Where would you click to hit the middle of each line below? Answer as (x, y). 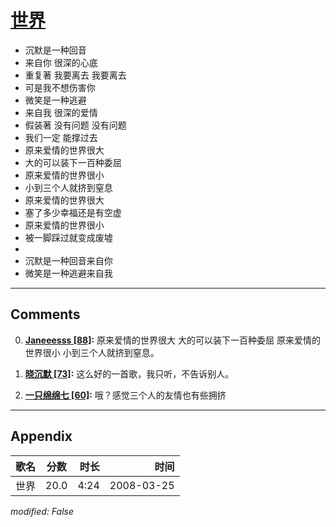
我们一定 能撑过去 (61, 137)
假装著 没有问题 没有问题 (75, 125)
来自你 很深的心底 (61, 62)
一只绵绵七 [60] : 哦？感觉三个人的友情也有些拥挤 (125, 395)
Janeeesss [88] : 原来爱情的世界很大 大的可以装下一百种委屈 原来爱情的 (172, 340)
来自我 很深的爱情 (61, 112)
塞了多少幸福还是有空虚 (73, 212)
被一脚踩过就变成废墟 (68, 237)
